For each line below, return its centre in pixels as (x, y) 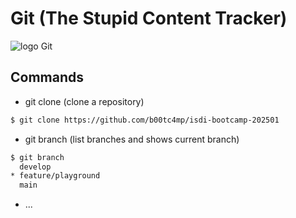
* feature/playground (55, 176)
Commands (47, 77)
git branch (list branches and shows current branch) (132, 139)
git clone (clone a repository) (84, 101)
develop (35, 167)
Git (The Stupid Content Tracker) (149, 18)
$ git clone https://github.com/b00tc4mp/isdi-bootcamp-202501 (145, 120)
